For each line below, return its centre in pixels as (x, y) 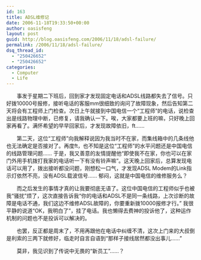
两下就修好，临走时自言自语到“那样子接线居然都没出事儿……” (107, 239)
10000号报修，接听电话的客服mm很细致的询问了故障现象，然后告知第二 (105, 103)
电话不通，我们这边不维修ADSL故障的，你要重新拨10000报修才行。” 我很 (105, 203)
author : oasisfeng (29, 28)
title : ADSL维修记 (28, 17)
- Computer (25, 73)
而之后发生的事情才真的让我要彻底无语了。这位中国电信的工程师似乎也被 (106, 188)
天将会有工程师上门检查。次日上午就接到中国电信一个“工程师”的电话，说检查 (100, 111)
